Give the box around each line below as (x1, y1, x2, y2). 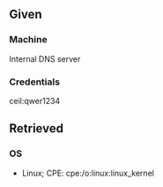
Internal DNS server (9, 53, 81, 64)
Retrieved (9, 121, 64, 136)
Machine (9, 34, 48, 46)
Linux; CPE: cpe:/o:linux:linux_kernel (21, 168, 154, 178)
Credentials (9, 75, 60, 87)
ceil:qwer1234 (9, 95, 61, 106)
